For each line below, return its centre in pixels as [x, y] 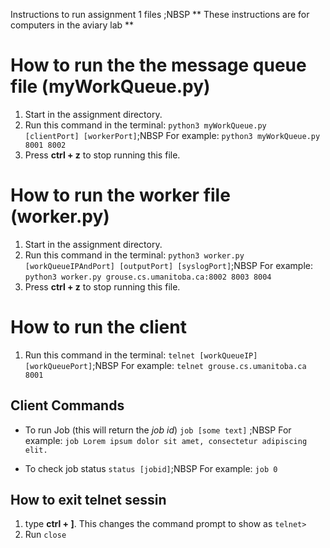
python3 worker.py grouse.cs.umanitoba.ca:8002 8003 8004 [148, 277]
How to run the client [98, 327]
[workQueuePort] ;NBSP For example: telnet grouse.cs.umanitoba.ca [165, 365]
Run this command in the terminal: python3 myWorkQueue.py [145, 125]
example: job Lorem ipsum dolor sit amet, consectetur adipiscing [166, 440]
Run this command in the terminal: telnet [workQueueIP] [141, 355]
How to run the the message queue [158, 65]
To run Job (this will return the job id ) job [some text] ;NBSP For [158, 430]
